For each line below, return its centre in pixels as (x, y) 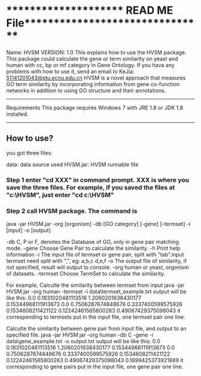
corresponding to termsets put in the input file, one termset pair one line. (96, 317)
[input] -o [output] (28, 230)
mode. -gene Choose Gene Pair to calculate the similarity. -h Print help (93, 248)
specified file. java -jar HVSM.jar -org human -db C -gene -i (80, 335)
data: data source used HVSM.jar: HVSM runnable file (72, 164)
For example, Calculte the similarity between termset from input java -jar (95, 285)
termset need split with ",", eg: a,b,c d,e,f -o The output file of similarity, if (97, 261)
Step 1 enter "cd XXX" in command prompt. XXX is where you (98, 180)
